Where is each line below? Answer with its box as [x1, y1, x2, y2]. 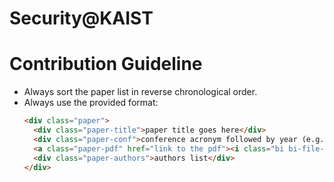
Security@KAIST [9, 7, 154, 30]
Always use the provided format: [23, 97, 159, 109]
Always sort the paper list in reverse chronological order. [23, 86, 258, 98]
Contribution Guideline [9, 53, 203, 76]
